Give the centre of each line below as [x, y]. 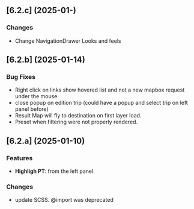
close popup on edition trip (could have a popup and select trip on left [101, 103]
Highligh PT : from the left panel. [55, 171]
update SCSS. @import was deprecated [64, 200]
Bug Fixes [21, 77]
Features [20, 158]
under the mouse [36, 96]
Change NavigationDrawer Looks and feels [68, 41]
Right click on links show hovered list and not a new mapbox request [100, 90]
